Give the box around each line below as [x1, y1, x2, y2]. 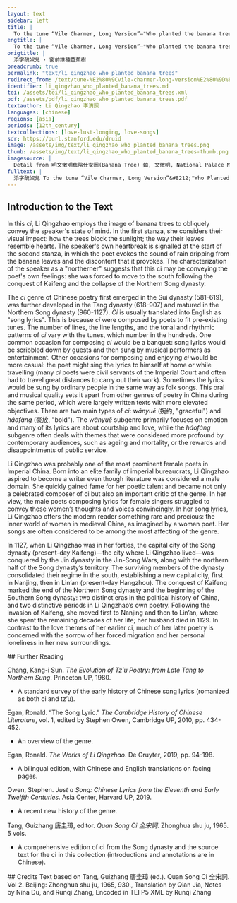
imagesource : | [7, 155, 52, 163]
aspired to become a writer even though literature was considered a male [7, 475, 220, 483]
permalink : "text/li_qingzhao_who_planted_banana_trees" [7, 69, 178, 76]
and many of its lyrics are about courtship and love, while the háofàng [7, 423, 211, 432]
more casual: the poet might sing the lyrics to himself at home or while [7, 361, 212, 370]
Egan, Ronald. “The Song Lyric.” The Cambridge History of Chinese [7, 708, 203, 717]
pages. [17, 772, 38, 781]
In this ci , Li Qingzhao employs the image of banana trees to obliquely [7, 220, 210, 228]
